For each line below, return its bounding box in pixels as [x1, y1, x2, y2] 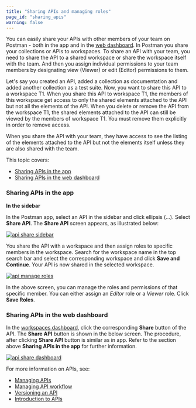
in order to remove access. [6, 121, 71, 129]
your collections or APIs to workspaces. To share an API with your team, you [6, 48, 190, 55]
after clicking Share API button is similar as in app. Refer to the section [6, 336, 177, 343]
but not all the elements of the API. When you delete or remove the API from [6, 103, 189, 110]
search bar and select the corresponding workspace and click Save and [6, 255, 180, 262]
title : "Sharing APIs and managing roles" [6, 8, 111, 15]
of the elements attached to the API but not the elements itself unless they [6, 139, 185, 146]
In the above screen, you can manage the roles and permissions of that [6, 283, 178, 290]
